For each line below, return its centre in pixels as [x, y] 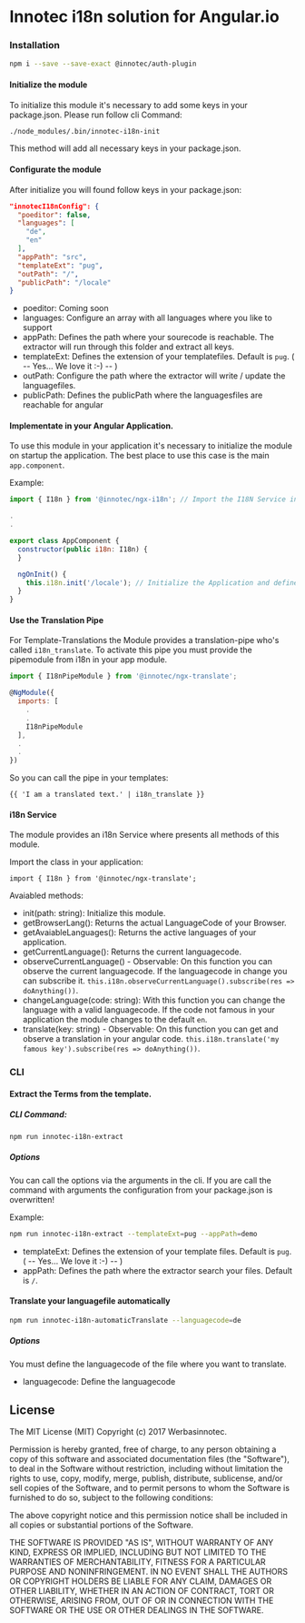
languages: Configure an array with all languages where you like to [147, 318]
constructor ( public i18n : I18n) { [83, 549]
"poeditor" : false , [54, 215]
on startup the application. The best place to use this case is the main [139, 456]
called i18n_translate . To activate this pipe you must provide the [131, 650]
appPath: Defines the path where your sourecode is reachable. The [148, 338]
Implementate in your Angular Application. [92, 426]
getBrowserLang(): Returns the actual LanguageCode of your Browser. [155, 923]
